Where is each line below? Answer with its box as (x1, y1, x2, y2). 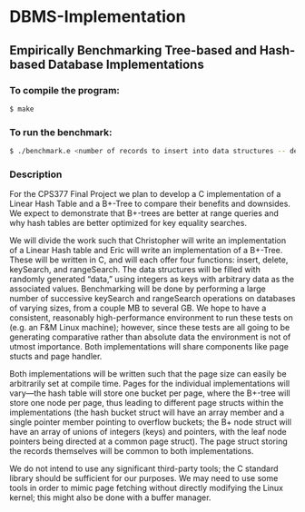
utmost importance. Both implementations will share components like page (9, 341, 289, 352)
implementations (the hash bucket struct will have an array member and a (9, 407, 285, 418)
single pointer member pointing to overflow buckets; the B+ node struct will (9, 417, 292, 428)
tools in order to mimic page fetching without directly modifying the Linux (9, 483, 284, 494)
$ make (9, 104, 34, 113)
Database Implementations (48, 56, 204, 72)
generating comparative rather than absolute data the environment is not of (9, 331, 291, 342)
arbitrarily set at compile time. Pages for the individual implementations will (9, 379, 290, 389)
